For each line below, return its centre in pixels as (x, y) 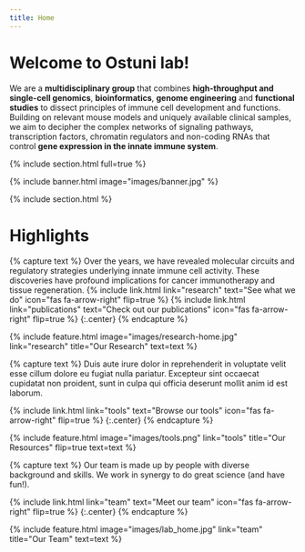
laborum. (26, 393)
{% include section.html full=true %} (78, 164)
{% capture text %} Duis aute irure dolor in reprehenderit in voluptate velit (148, 364)
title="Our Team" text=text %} (66, 538)
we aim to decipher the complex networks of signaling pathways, (132, 126)
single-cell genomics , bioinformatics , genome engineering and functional (152, 97)
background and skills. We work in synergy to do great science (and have (147, 475)
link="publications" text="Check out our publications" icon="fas (130, 309)
